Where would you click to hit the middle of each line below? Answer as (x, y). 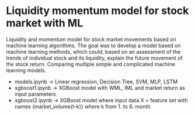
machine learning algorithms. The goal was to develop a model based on (93, 46)
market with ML (45, 23)
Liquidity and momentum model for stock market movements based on (91, 39)
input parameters (35, 94)
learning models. (26, 70)
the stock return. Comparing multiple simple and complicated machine (90, 64)
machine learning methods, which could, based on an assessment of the (93, 51)
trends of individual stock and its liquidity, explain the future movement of (94, 58)
